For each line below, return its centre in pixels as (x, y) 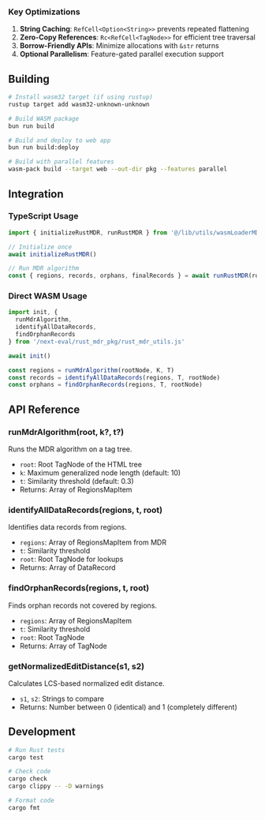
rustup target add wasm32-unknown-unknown (79, 104)
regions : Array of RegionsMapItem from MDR (93, 542)
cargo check (28, 779)
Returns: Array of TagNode (63, 646)
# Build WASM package (44, 118)
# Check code (30, 772)
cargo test (26, 757)
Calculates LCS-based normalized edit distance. (86, 683)
